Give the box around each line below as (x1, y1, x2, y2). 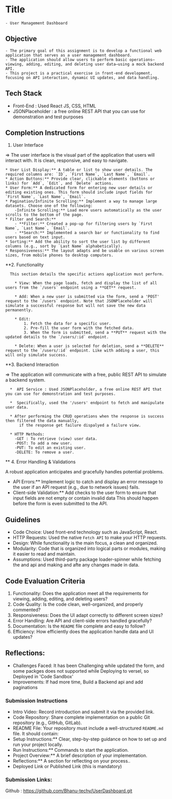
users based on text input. (5, 235, 66, 240)
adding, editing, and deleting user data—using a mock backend (26, 62, 164, 67)
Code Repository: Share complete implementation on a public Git (12, 714, 150, 720)
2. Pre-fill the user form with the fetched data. (24, 326, 135, 331)
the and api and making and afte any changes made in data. (12, 562, 140, 568)
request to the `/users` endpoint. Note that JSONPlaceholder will (5, 299, 153, 304)
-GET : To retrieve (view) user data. (14, 436, 98, 442)
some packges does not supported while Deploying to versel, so (12, 668, 149, 674)
